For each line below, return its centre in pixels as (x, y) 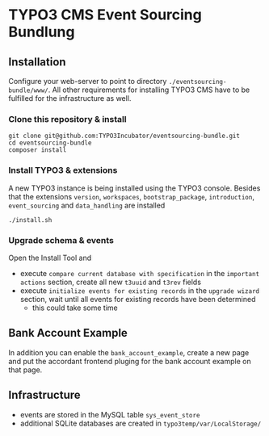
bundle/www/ (28, 90)
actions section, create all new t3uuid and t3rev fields (111, 282)
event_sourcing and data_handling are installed (87, 205)
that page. (25, 370)
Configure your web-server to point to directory (88, 81)
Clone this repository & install (67, 119)
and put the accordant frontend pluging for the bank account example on (130, 361)
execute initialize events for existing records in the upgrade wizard (140, 290)
